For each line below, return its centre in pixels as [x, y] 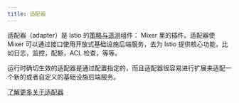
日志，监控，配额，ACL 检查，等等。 [67, 53]
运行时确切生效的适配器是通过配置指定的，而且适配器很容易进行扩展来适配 [116, 67]
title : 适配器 [27, 14]
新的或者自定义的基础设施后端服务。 [66, 77]
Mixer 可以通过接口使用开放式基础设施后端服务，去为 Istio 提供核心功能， [115, 44]
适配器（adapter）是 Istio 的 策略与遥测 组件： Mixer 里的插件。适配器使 [111, 35]
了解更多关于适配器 [36, 92]
